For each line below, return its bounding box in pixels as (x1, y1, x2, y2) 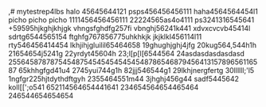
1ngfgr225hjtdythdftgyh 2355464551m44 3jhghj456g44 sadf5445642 (8, 75, 240, 83)
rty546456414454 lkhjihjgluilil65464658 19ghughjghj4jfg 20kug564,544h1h (8, 40, 257, 50)
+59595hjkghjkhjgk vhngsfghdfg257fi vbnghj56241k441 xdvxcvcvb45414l (8, 24, 251, 32)
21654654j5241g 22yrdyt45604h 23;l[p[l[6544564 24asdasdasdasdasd (8, 49, 245, 58)
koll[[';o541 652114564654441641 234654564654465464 (8, 82, 199, 92)
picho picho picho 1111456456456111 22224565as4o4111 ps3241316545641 (8, 15, 255, 25)
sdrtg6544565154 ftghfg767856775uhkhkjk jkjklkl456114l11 (8, 32, 202, 41)
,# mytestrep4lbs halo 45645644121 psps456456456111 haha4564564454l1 (8, 7, 259, 16)
